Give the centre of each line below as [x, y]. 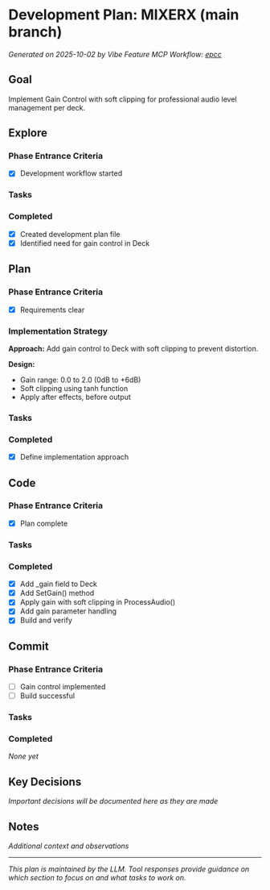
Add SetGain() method [57, 593]
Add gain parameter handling [68, 611]
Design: [22, 364]
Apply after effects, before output [75, 397]
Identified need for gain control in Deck [85, 243]
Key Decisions [45, 782]
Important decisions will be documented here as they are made [113, 801]
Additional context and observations [69, 846]
